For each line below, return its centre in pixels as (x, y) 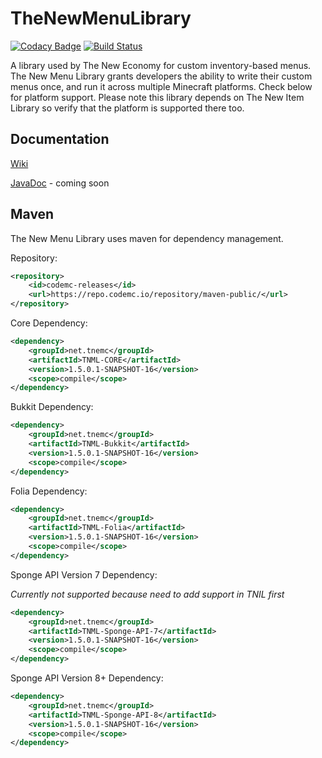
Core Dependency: (49, 323)
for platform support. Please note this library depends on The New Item (157, 97)
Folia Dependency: (49, 491)
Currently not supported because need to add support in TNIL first (147, 594)
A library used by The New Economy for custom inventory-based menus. (161, 65)
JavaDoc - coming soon (60, 183)
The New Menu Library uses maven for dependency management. (147, 238)
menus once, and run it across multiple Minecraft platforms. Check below (161, 86)
